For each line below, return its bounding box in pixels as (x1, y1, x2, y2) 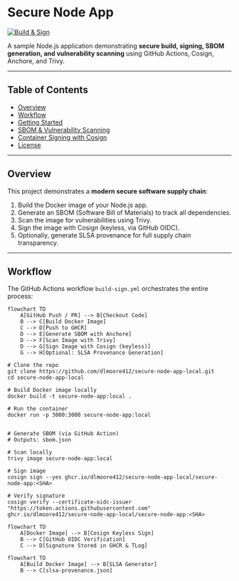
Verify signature (14, 492, 65, 500)
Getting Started (17, 118, 63, 127)
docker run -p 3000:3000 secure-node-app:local (7, 412, 152, 419)
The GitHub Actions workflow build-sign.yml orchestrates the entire (7, 284, 208, 293)
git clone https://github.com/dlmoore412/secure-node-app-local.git (7, 368, 215, 375)
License (17, 140, 41, 149)
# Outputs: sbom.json (7, 437, 72, 444)
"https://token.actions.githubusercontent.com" (7, 505, 152, 512)
